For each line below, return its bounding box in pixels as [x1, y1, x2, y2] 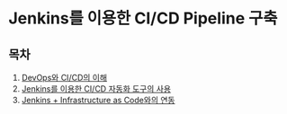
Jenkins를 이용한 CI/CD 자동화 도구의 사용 [21, 83, 172, 94]
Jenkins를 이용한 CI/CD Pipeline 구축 [8, 8, 278, 29]
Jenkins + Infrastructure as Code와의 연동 [21, 95, 175, 105]
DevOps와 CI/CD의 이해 [21, 73, 108, 83]
